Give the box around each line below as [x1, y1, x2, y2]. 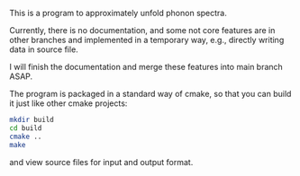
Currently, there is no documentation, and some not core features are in [9, 25, 276, 35]
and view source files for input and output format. [9, 156, 194, 167]
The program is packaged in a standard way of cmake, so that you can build [9, 89, 292, 99]
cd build [9, 123, 42, 133]
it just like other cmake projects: [9, 98, 128, 109]
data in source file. [9, 44, 78, 55]
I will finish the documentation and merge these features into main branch [9, 62, 284, 72]
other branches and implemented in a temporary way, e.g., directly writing [9, 35, 285, 45]
